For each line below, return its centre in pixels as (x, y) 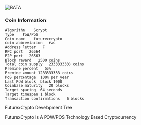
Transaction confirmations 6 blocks (45, 99)
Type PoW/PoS (22, 35)
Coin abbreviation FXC (30, 43)
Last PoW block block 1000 (34, 82)
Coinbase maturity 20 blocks (37, 86)
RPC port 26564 (23, 52)
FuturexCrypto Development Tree (39, 108)
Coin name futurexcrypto (34, 39)
